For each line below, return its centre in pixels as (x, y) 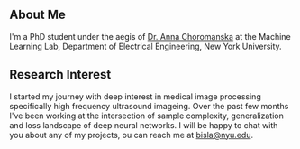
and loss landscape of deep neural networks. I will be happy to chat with (144, 125)
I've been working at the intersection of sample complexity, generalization (146, 116)
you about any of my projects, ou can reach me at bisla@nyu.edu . (132, 135)
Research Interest (60, 74)
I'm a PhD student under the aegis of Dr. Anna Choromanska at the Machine (150, 36)
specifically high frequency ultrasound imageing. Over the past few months (149, 106)
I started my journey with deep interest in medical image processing (135, 96)
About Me (37, 15)
